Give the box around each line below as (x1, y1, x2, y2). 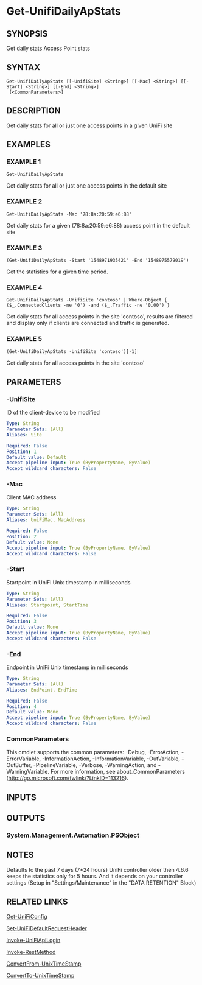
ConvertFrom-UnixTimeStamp (6, 960, 82, 967)
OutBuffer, (6, 762, 32, 769)
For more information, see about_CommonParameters (50, 768, 186, 776)
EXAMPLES (6, 139, 50, 150)
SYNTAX (6, 62, 41, 72)
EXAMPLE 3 (6, 244, 43, 252)
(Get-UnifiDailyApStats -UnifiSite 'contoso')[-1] (6, 348, 138, 354)
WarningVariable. (6, 768, 50, 776)
